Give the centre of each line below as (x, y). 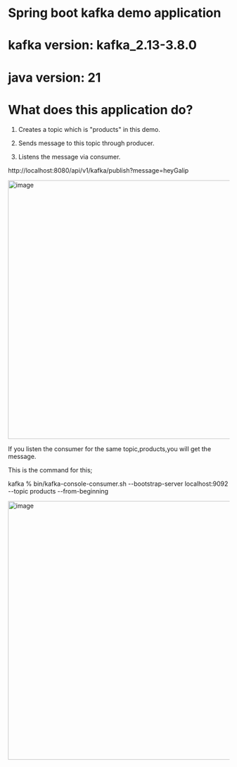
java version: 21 (55, 77)
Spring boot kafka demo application (115, 13)
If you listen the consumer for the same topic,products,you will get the (110, 448)
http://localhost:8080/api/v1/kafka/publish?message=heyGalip (98, 170)
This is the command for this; (50, 470)
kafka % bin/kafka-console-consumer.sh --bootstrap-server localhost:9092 (118, 484)
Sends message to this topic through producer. (86, 143)
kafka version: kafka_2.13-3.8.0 (103, 45)
